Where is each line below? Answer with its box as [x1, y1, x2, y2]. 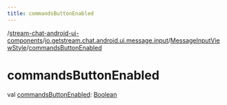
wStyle [7, 43, 27, 51]
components [7, 36, 43, 45]
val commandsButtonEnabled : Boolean [7, 90, 117, 98]
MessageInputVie [170, 36, 221, 45]
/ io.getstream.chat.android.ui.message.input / [42, 36, 171, 45]
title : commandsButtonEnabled [7, 10, 95, 17]
